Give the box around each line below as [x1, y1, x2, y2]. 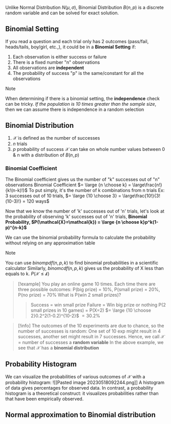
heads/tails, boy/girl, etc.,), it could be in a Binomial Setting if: [5, 44, 136, 50]
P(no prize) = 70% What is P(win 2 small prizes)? [17, 292, 121, 298]
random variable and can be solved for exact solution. [5, 10, 119, 16]
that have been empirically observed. [5, 395, 84, 402]
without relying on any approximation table [5, 240, 96, 246]
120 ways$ [26, 198, 50, 204]
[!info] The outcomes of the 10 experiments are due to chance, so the [17, 322, 164, 329]
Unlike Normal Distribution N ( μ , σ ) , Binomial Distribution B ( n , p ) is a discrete [5, 5, 164, 10]
